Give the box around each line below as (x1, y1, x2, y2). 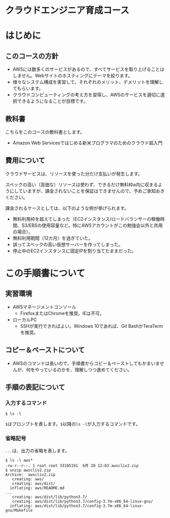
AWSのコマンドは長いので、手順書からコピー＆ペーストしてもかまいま (12, 360, 160, 366)
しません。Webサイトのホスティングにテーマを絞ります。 (12, 72, 133, 79)
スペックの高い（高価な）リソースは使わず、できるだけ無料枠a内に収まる (5, 182, 158, 188)
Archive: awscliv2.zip (5, 472, 56, 477)
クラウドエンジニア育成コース (5, 5, 129, 16)
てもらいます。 (12, 85, 44, 92)
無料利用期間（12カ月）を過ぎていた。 (12, 235, 93, 241)
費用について (5, 156, 46, 165)
